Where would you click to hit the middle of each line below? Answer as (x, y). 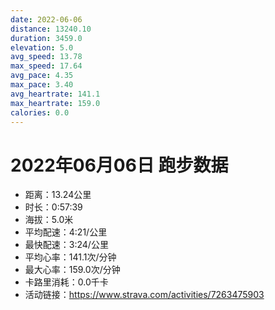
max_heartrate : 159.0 (55, 103)
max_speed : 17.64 (46, 66)
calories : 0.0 (40, 112)
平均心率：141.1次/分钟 (70, 257)
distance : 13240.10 (51, 29)
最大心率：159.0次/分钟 (72, 270)
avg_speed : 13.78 (46, 57)
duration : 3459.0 (46, 38)
